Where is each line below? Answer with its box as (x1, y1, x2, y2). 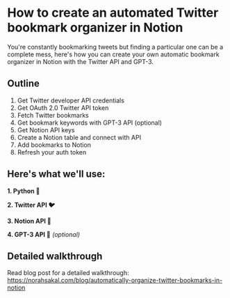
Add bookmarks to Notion (17, 141, 92, 149)
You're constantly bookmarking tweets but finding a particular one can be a (7, 42, 224, 51)
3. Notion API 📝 (7, 217, 52, 225)
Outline (7, 78, 40, 90)
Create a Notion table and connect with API (17, 133, 141, 141)
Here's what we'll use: (7, 168, 106, 180)
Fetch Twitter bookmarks (17, 111, 89, 119)
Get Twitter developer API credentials (17, 96, 125, 104)
